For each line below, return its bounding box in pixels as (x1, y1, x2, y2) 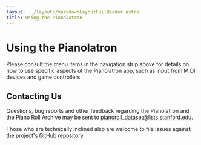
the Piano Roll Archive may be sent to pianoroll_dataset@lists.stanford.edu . (6, 113, 194, 121)
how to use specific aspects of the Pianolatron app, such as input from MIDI (6, 67, 196, 75)
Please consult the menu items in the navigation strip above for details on (6, 61, 189, 68)
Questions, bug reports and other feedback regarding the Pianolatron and (6, 107, 189, 115)
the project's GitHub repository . (6, 132, 85, 140)
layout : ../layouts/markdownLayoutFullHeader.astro (6, 8, 139, 15)
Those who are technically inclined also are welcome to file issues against (6, 126, 191, 133)
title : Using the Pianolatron (6, 15, 83, 21)
